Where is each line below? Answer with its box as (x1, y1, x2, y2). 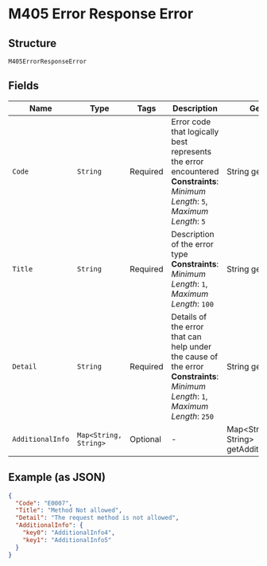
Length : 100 (171, 298, 215, 309)
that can (171, 331, 202, 342)
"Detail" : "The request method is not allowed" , (15, 514, 180, 522)
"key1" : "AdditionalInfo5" (22, 536, 112, 544)
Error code (171, 116, 211, 127)
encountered (171, 166, 219, 177)
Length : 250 (171, 411, 215, 422)
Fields (8, 79, 40, 92)
